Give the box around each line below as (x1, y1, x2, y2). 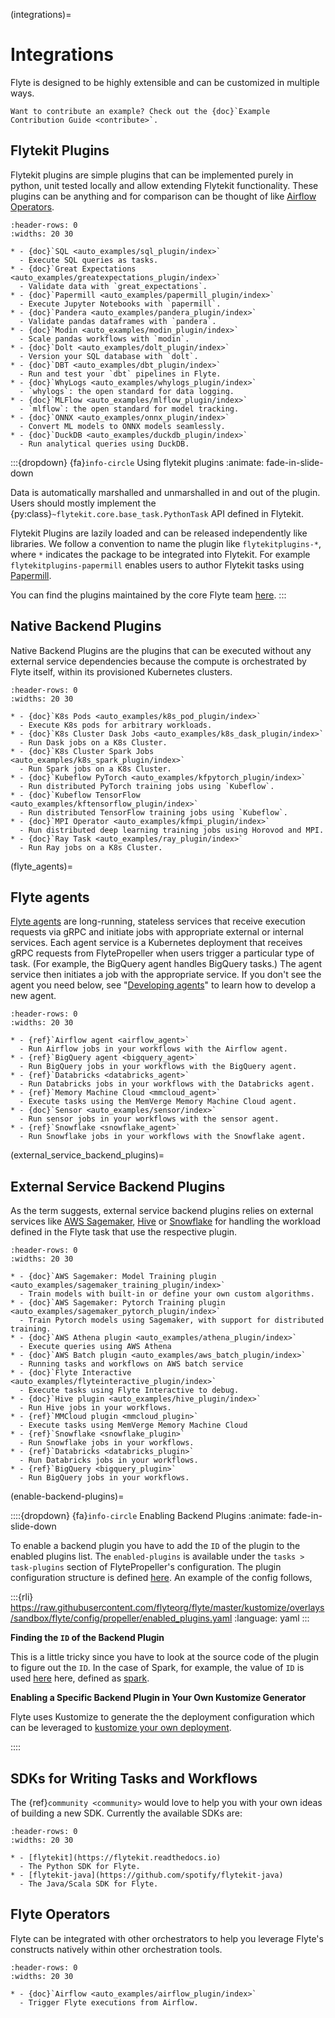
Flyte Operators (10, 1906, 111, 1923)
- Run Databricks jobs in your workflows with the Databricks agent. (19, 1079, 315, 1089)
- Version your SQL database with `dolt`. (19, 351, 199, 361)
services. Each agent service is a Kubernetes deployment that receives (10, 937, 303, 949)
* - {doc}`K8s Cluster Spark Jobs (10, 746, 155, 756)
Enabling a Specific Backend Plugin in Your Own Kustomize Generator (10, 1692, 307, 1704)
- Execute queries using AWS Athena (19, 1342, 172, 1352)
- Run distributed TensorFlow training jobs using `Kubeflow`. (19, 807, 288, 818)
